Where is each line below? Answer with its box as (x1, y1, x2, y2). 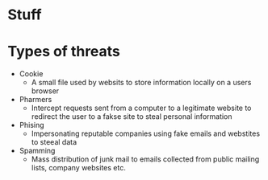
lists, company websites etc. (31, 163, 126, 173)
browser (31, 86, 60, 96)
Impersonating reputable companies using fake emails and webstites (31, 129, 260, 138)
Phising (19, 121, 45, 130)
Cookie (19, 69, 44, 79)
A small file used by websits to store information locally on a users (31, 78, 252, 88)
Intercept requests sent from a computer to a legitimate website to (31, 103, 252, 113)
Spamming (19, 146, 56, 156)
